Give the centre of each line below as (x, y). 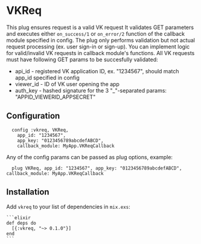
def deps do (21, 223)
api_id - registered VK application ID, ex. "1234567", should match (97, 71)
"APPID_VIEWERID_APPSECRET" (55, 97)
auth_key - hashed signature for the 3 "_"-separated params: (91, 90)
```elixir (19, 218)
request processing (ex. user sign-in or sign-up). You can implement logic (98, 47)
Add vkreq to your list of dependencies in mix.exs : (69, 206)
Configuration (33, 116)
